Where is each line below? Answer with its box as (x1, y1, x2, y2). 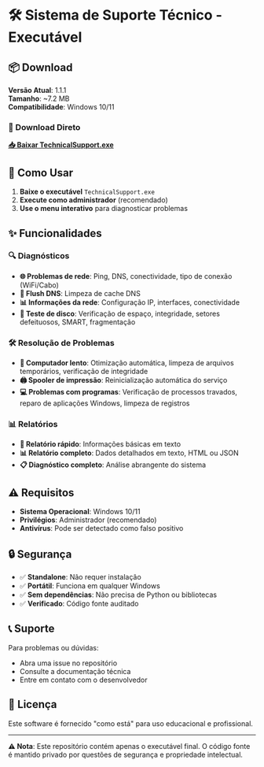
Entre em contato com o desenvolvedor (19, 675, 148, 684)
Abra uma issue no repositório (19, 658, 118, 668)
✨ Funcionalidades (8, 226, 102, 240)
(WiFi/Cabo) (19, 280, 59, 290)
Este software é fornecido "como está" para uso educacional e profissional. (8, 718, 254, 728)
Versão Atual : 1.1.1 (8, 86, 67, 94)
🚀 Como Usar (8, 166, 74, 180)
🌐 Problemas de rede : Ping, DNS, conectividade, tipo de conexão (19, 271, 233, 280)
